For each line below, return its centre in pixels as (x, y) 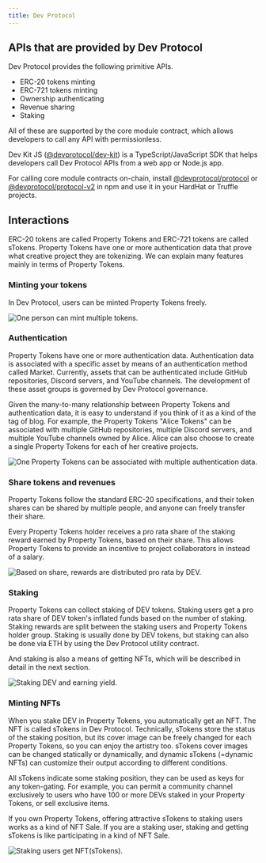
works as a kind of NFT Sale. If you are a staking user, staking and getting (129, 827)
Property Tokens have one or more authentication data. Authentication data (131, 355)
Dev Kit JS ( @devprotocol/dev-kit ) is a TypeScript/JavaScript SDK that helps (133, 154)
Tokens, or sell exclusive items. (59, 803)
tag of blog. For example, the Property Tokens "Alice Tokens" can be (120, 421)
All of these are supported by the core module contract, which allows (121, 131)
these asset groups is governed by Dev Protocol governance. (108, 389)
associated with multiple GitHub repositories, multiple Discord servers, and (130, 429)
